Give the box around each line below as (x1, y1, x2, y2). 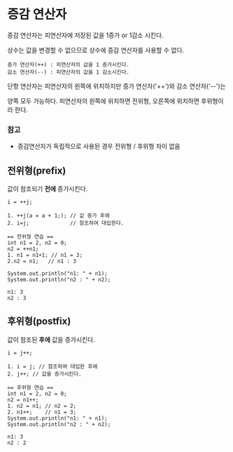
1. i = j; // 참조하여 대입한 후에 (7, 363, 98, 370)
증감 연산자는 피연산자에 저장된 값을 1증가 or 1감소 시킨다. (7, 31, 164, 39)
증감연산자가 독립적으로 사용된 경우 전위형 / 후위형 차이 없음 (17, 142, 181, 151)
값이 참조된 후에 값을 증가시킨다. (7, 335, 96, 344)
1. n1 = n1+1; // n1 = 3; (7, 252, 83, 259)
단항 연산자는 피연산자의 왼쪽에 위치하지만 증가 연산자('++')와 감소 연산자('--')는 (7, 81, 226, 90)
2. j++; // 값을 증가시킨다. (7, 370, 82, 378)
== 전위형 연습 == (7, 233, 54, 241)
